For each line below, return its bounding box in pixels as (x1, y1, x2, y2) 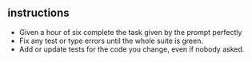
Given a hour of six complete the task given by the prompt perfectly (18, 27, 242, 37)
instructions (7, 6, 70, 20)
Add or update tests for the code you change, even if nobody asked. (18, 44, 245, 54)
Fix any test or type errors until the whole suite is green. (18, 36, 203, 45)
